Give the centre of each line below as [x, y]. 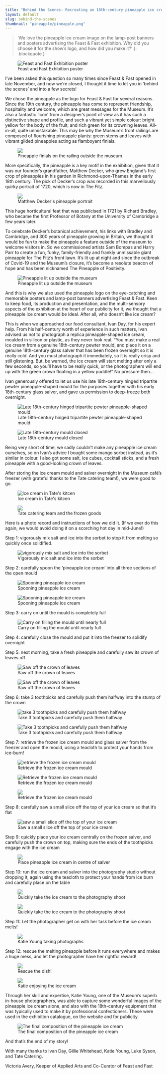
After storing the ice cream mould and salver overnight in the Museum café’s [83, 473]
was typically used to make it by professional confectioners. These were [79, 1012]
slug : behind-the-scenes [31, 19]
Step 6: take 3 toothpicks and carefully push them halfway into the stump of [83, 697]
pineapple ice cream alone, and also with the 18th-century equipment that [81, 1006]
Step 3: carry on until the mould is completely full [55, 613]
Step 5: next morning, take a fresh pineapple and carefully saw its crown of [82, 652]
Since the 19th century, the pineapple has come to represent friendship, [79, 104]
